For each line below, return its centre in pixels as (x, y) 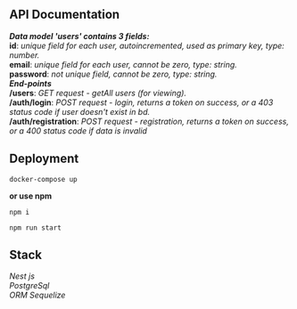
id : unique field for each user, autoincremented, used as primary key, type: (147, 45)
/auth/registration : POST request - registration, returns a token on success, (149, 121)
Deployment (44, 159)
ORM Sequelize (37, 295)
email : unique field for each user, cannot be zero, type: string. (124, 64)
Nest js (22, 276)
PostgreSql (29, 286)
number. (25, 55)
